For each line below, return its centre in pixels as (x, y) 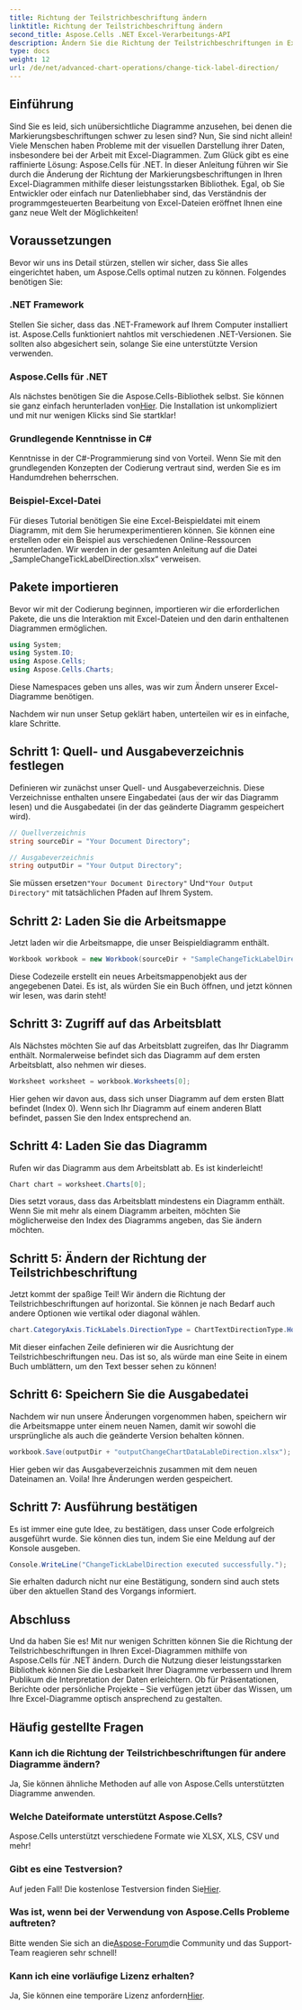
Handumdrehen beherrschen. (64, 478)
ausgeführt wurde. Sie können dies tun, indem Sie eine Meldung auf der (142, 1539)
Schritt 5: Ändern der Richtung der (108, 1258)
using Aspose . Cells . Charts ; (62, 670)
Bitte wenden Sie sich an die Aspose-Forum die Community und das (133, 1942)
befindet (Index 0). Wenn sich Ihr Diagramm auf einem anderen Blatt (136, 1108)
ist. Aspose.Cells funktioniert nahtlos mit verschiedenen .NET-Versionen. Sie (151, 333)
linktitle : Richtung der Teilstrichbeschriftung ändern (116, 26)
